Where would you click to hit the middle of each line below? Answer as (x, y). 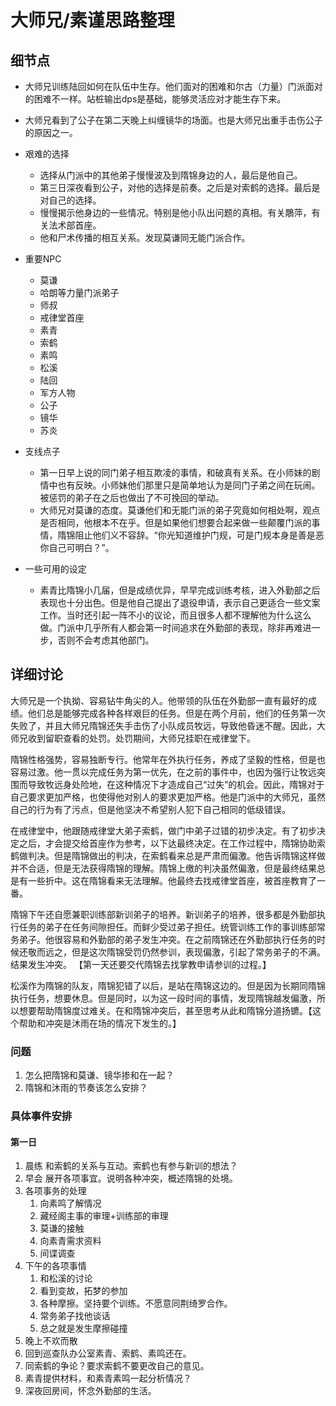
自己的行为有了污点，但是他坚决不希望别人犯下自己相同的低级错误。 (150, 809)
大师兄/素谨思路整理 (92, 20)
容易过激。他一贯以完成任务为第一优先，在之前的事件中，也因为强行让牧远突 (168, 772)
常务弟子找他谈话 (75, 1316)
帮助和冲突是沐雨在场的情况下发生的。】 (100, 1023)
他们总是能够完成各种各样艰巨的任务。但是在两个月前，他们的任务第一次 (176, 713)
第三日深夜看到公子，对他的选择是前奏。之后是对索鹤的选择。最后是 (180, 187)
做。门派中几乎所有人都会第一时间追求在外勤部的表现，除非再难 (171, 627)
